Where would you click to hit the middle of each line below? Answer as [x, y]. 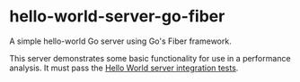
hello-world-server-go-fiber [117, 16]
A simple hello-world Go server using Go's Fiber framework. [120, 41]
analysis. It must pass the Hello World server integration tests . [124, 68]
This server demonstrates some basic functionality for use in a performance [150, 58]
